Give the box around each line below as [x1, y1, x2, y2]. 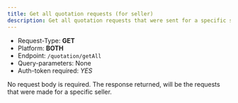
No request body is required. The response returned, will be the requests [7, 80, 221, 88]
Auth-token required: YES [17, 66, 93, 75]
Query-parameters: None [17, 59, 91, 67]
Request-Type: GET [17, 36, 75, 44]
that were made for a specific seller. [7, 87, 112, 96]
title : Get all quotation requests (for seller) [7, 10, 154, 18]
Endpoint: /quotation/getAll [17, 51, 101, 60]
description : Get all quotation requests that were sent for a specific [7, 17, 227, 24]
